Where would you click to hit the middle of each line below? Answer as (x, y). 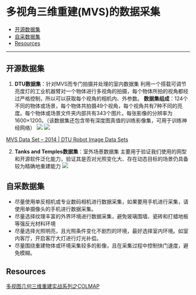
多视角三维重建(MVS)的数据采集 (83, 12)
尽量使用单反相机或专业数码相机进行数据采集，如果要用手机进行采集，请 (101, 201)
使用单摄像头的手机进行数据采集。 (55, 209)
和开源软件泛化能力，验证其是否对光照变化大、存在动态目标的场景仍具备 (101, 159)
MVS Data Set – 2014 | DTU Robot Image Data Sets (67, 139)
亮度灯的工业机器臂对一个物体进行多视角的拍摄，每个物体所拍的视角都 (99, 91)
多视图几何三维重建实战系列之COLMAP (53, 286)
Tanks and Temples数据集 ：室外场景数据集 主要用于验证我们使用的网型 (101, 151)
